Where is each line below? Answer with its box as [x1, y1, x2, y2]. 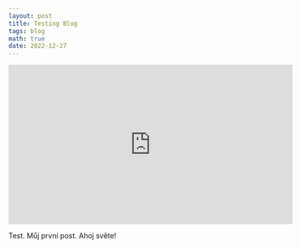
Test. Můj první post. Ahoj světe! [8, 231, 117, 241]
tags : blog [8, 27, 45, 35]
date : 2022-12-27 [8, 42, 67, 50]
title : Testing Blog [8, 19, 79, 28]
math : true [8, 34, 45, 43]
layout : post [8, 11, 53, 20]
